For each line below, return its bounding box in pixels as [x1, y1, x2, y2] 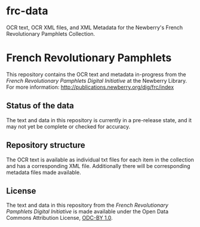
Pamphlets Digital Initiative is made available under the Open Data [6, 208, 169, 215]
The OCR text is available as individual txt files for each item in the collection [6, 156, 194, 163]
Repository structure [6, 140, 85, 150]
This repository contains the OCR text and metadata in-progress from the [6, 70, 186, 78]
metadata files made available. [6, 169, 82, 176]
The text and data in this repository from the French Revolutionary [6, 201, 169, 209]
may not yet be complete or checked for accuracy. [6, 123, 130, 130]
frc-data [6, 4, 48, 18]
